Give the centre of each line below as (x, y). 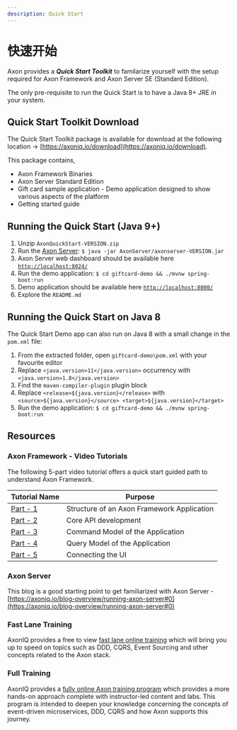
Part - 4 (24, 543)
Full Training (29, 673)
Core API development (104, 520)
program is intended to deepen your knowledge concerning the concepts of (118, 704)
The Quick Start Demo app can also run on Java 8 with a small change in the (119, 334)
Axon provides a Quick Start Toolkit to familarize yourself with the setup (113, 71)
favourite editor (40, 363)
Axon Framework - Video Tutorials (68, 456)
